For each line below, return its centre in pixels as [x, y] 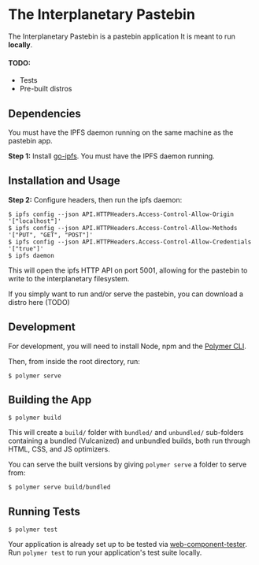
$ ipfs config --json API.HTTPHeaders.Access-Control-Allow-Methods [123, 228]
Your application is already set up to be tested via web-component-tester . [128, 545]
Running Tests [44, 511]
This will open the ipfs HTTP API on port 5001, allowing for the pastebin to [128, 270]
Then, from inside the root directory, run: [74, 361]
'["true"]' [26, 249]
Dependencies [44, 113]
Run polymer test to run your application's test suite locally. [105, 552]
